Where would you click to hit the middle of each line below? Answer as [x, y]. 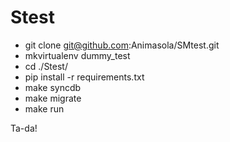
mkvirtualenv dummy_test [77, 55]
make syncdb [53, 87]
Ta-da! [24, 128]
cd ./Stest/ [46, 66]
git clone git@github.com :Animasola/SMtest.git [122, 45]
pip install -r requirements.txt [84, 77]
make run [44, 108]
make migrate [53, 98]
